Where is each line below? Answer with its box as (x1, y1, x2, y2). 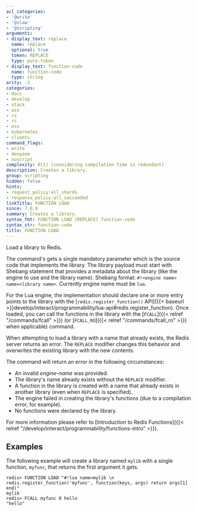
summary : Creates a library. (6, 211, 78, 217)
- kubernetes (6, 129, 38, 135)
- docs (6, 91, 22, 97)
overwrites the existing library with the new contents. (6, 347, 135, 354)
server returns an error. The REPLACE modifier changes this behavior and (6, 340, 181, 347)
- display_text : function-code (6, 63, 83, 69)
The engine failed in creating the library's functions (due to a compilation (14, 394, 191, 401)
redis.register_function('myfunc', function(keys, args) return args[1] (6, 480, 188, 486)
